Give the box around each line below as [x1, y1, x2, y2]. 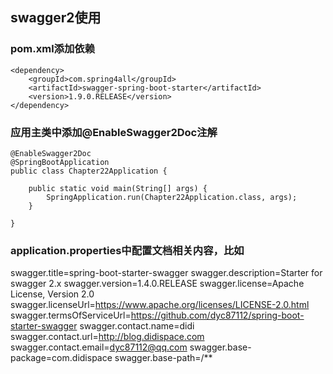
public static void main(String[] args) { [28, 183, 208, 193]
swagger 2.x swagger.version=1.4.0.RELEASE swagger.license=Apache [10, 278, 305, 290]
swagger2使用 [10, 9, 102, 27]
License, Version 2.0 [10, 288, 95, 300]
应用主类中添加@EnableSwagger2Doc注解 [10, 125, 218, 139]
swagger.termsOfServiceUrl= [10, 309, 132, 322]
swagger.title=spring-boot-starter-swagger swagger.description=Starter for [10, 267, 323, 279]
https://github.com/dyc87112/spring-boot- [130, 309, 305, 322]
